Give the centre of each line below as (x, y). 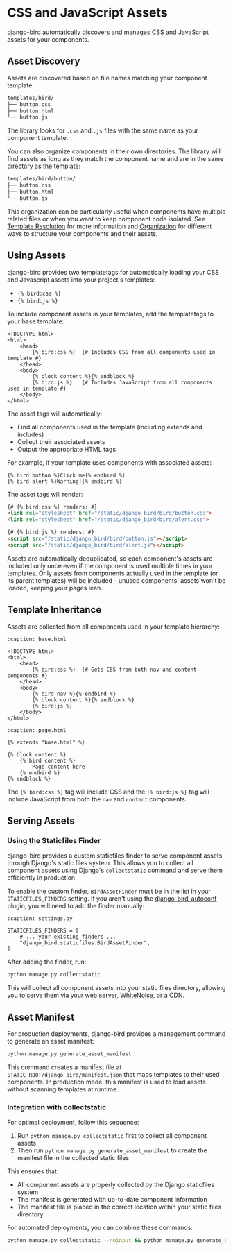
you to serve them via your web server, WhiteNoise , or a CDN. (96, 995)
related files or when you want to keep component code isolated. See (106, 219)
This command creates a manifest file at (64, 1067)
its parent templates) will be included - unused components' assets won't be (116, 580)
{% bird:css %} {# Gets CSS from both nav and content (114, 670)
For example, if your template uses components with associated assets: (110, 462)
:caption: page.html (37, 730)
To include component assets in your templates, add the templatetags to (110, 314)
